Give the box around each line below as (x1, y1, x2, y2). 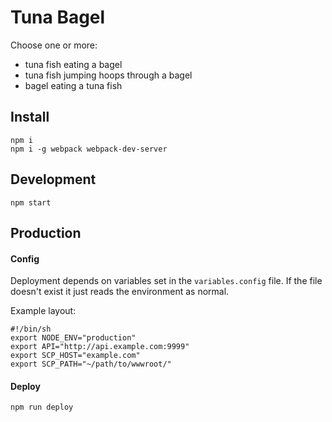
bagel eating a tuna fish (24, 79, 123, 91)
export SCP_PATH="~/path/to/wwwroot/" (10, 359, 172, 370)
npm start (10, 197, 52, 208)
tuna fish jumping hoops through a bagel (24, 69, 193, 81)
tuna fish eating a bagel (24, 58, 123, 70)
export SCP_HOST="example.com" (10, 351, 141, 361)
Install (10, 109, 50, 126)
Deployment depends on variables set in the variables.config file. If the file (10, 275, 323, 287)
